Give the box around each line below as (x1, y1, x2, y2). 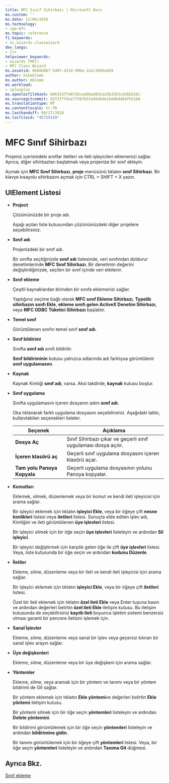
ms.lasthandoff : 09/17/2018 (5, 110, 64, 116)
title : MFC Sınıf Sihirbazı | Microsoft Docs (5, 7, 102, 13)
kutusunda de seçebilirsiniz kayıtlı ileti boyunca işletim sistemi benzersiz (12, 610, 163, 616)
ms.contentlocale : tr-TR (5, 106, 57, 111)
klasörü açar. (66, 456, 98, 463)
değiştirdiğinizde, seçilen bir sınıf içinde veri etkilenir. (12, 266, 122, 272)
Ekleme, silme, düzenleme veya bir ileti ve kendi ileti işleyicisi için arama (12, 568, 162, 575)
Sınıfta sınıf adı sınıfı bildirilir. (12, 345, 72, 351)
